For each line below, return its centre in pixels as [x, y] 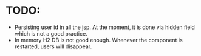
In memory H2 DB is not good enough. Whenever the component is [98, 40]
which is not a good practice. [51, 33]
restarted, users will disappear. [53, 46]
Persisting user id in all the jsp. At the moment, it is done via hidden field [105, 27]
